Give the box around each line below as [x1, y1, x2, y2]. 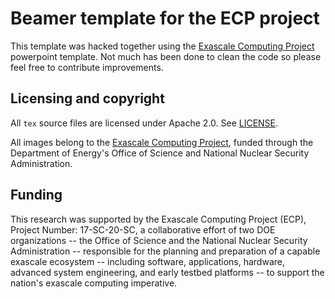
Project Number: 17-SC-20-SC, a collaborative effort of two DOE [10, 223, 276, 236]
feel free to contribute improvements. [10, 61, 164, 73]
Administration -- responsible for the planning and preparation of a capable [10, 245, 321, 257]
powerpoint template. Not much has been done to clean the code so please [10, 50, 322, 62]
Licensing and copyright [10, 90, 165, 107]
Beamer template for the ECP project [10, 7, 320, 30]
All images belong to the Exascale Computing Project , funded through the [10, 136, 314, 148]
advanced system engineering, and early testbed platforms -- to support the [10, 266, 325, 278]
